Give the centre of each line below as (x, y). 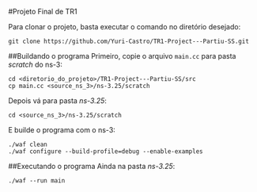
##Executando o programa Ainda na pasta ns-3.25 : (92, 166)
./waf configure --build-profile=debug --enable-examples (106, 152)
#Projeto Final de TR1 (43, 12)
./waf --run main (37, 181)
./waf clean (28, 144)
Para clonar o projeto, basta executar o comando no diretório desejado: (125, 27)
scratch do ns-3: (36, 64)
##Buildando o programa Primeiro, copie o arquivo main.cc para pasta (122, 56)
